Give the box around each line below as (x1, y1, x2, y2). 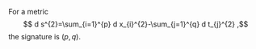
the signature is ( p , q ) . (8, 32, 81, 41)
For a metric (8, 7, 48, 16)
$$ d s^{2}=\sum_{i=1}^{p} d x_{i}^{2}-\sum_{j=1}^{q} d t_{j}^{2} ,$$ (23, 19, 249, 29)
